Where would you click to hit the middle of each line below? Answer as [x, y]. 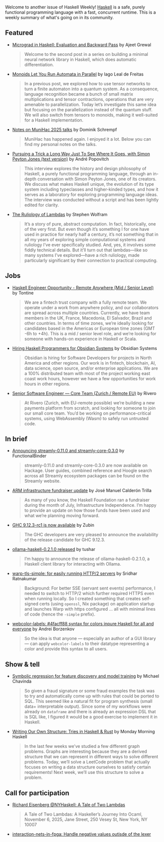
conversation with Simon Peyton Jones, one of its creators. [97, 179]
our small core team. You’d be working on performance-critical [88, 413]
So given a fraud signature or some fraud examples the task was [90, 691]
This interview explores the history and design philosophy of [85, 168]
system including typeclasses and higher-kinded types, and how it [91, 189]
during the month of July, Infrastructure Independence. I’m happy [90, 505]
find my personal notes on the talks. [60, 144]
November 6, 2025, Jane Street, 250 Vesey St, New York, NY [86, 819]
